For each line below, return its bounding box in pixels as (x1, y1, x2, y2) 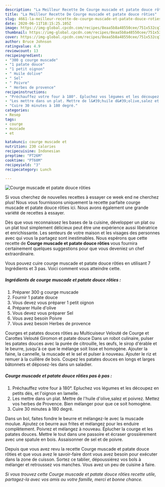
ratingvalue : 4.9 (5, 44, 41, 49)
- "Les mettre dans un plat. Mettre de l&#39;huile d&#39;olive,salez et (5, 99, 160, 104)
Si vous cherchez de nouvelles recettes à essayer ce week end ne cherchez (5, 194, 159, 200)
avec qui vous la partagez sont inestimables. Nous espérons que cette (5, 235, 147, 241)
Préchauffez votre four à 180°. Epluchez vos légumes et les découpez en (12, 385, 159, 391)
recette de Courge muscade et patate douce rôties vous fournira (5, 241, 137, 246)
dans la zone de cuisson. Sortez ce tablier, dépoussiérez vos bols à (5, 457, 141, 462)
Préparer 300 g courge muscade (12, 289, 79, 295)
